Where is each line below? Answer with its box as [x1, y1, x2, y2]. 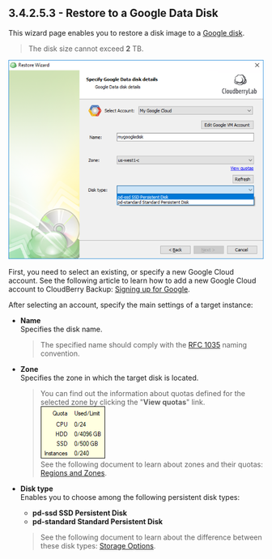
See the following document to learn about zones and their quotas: [40, 459, 263, 469]
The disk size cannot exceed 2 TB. [28, 44, 144, 53]
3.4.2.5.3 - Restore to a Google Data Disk [8, 6, 219, 20]
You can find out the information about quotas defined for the [40, 389, 245, 399]
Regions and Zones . [40, 468, 108, 478]
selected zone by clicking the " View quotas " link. [40, 397, 206, 408]
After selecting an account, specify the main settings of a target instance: [8, 300, 253, 310]
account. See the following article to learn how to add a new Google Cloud [8, 275, 257, 286]
